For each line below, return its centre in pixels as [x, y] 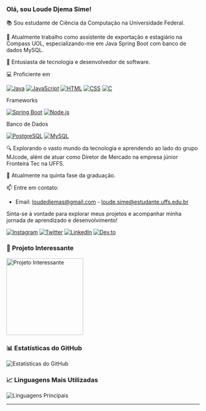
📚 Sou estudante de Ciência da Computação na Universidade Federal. [96, 23]
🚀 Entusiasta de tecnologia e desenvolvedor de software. [78, 62]
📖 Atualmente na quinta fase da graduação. [61, 175]
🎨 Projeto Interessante [40, 248]
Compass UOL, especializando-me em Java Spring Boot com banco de [96, 44]
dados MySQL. [25, 50]
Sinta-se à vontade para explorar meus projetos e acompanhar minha [94, 214]
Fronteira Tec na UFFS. [35, 164]
